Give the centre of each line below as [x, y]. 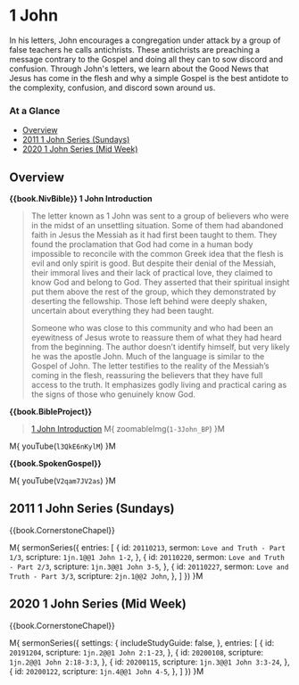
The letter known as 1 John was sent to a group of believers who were [160, 216]
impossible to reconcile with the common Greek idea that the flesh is [157, 254]
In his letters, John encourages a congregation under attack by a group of [145, 40]
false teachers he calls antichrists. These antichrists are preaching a [135, 49]
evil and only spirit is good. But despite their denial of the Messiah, [154, 263]
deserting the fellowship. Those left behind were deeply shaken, [149, 301]
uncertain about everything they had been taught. [122, 311]
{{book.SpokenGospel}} [55, 464]
